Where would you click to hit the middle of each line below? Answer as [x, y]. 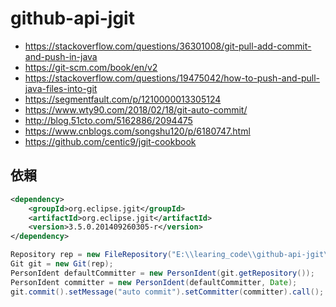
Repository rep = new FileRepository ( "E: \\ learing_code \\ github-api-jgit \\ [171, 255]
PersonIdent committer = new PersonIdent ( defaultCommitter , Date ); [154, 282]
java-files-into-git [61, 88]
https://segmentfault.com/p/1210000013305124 [123, 99]
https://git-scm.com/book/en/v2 [91, 67]
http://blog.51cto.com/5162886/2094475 [108, 120]
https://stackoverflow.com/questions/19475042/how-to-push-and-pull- [172, 78]
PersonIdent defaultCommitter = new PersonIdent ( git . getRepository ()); [162, 273]
